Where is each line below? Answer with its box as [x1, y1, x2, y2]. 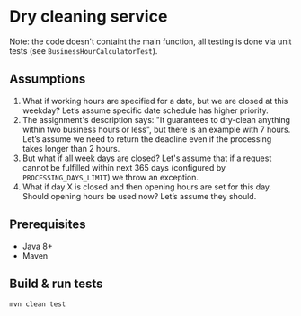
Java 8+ [22, 241, 53, 251]
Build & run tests [9, 276, 103, 291]
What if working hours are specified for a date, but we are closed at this [22, 95, 288, 106]
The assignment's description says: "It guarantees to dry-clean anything [22, 114, 290, 125]
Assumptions [9, 72, 86, 87]
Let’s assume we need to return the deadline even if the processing [22, 133, 272, 145]
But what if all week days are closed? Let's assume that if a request [22, 153, 272, 163]
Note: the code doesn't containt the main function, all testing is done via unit [9, 36, 292, 47]
